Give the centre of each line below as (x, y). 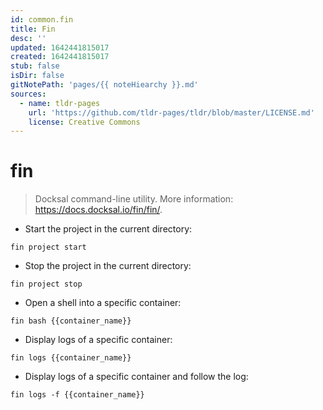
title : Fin (33, 29)
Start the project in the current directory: (108, 229)
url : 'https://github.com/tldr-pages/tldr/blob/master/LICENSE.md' (171, 112)
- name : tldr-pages (60, 103)
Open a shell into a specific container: (103, 303)
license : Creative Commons (84, 122)
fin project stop (46, 284)
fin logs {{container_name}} (71, 358)
